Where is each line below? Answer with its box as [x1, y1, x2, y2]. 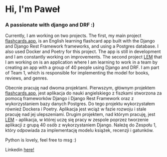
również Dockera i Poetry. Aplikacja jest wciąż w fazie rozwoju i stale [5, 106, 147, 112]
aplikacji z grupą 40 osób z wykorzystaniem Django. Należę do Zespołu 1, [5, 122, 157, 128]
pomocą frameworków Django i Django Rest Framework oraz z [5, 95, 134, 101]
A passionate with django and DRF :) [5, 21, 95, 28]
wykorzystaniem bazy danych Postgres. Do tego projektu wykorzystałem [5, 101, 156, 107]
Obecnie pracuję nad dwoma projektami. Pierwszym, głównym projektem [5, 85, 156, 91]
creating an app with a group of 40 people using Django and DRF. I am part [5, 64, 160, 70]
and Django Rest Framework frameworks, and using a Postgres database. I [5, 43, 159, 49]
